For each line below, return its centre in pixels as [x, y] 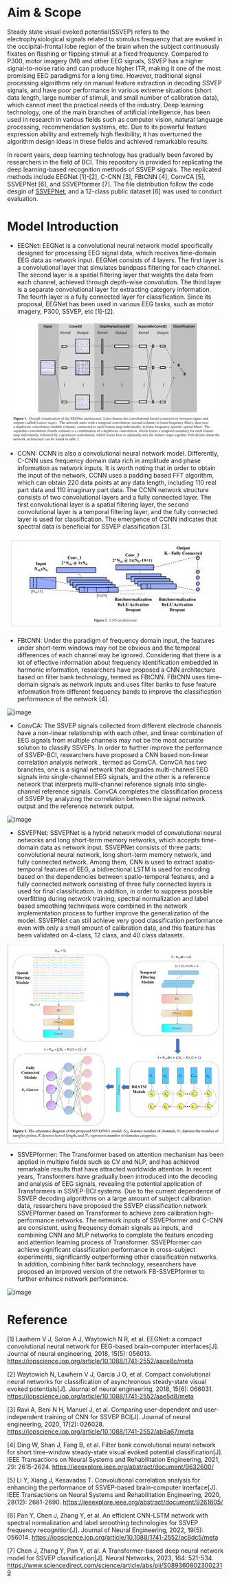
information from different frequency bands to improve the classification [119, 692]
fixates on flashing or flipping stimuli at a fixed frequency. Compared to [108, 54]
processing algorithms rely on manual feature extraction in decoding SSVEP [114, 83]
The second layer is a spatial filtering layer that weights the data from [115, 275]
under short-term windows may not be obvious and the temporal [109, 648]
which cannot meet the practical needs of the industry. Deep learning [106, 105]
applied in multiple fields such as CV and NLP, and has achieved [108, 1162]
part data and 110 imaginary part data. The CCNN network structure [113, 490]
